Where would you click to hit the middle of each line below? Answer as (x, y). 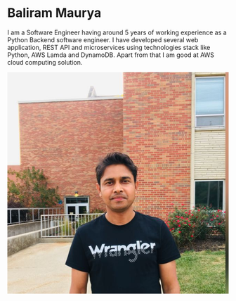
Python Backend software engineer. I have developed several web (103, 39)
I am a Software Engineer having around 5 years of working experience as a (117, 32)
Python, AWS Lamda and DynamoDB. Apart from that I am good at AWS (111, 55)
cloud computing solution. (45, 62)
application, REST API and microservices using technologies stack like (109, 47)
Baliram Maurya (54, 13)
